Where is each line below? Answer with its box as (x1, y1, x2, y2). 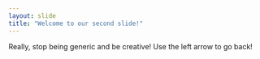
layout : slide (8, 11, 57, 20)
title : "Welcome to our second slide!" (8, 19, 144, 27)
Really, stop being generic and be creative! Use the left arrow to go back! (8, 41, 253, 51)
